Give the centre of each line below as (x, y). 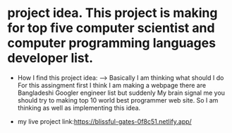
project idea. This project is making (112, 13)
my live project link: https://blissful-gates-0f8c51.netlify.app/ (104, 121)
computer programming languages (112, 43)
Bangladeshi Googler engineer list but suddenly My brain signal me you (121, 93)
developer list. (50, 58)
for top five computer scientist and (111, 28)
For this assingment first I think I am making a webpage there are (112, 85)
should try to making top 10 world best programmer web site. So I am (118, 100)
